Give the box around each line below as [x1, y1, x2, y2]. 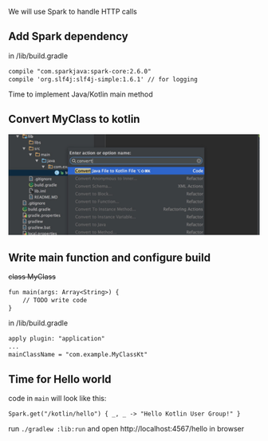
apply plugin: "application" [8, 335, 105, 343]
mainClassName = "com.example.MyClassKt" [8, 351, 148, 359]
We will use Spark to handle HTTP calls [8, 7, 137, 16]
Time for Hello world [8, 372, 112, 386]
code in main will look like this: [8, 394, 107, 404]
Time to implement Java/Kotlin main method [8, 89, 153, 99]
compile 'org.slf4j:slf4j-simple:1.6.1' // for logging [8, 75, 198, 83]
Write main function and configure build [8, 250, 211, 264]
